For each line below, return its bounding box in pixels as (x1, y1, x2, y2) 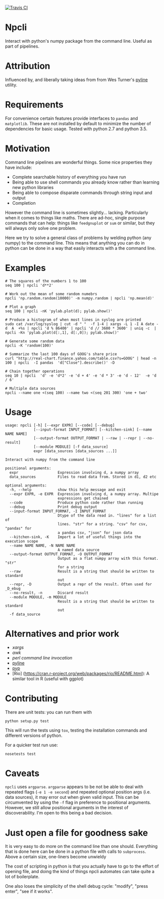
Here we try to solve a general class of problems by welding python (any (5, 235, 152, 241)
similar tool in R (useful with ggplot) (12, 676, 84, 681)
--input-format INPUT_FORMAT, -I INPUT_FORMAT (9, 509, 106, 514)
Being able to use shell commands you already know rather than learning (12, 179, 160, 185)
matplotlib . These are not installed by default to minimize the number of (5, 120, 151, 126)
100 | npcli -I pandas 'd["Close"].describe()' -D (5, 360, 115, 365)
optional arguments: (5, 483, 47, 488)
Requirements (5, 99, 64, 110)
